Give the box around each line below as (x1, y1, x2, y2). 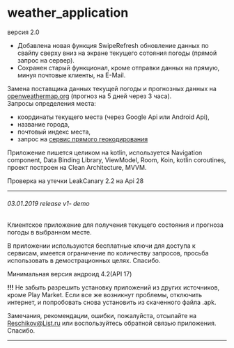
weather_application (7, 5, 129, 21)
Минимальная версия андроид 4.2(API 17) (7, 270, 132, 278)
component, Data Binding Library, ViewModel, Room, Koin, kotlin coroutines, (7, 155, 226, 164)
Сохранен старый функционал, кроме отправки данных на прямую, (17, 63, 220, 72)
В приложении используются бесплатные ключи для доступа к (7, 242, 196, 250)
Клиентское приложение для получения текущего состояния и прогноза (7, 221, 224, 229)
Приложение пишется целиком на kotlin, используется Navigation (7, 148, 203, 157)
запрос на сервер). (17, 56, 75, 64)
